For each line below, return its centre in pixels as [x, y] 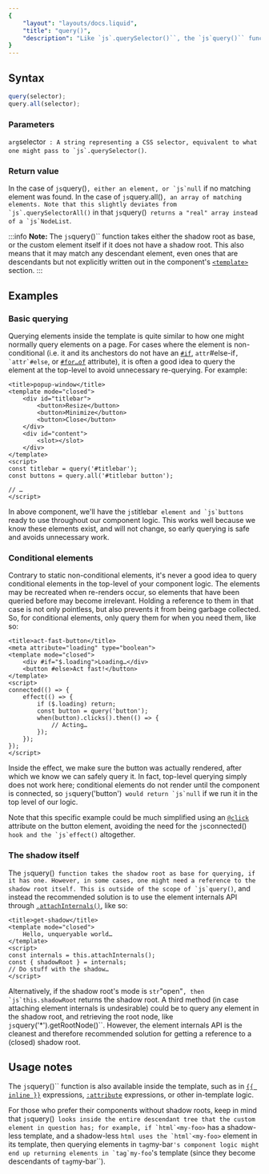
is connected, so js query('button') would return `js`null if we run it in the [133, 794]
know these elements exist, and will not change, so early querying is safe [129, 529]
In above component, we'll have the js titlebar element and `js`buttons [126, 511]
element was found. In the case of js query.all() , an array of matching [125, 197]
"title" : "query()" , [57, 30]
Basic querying [38, 319]
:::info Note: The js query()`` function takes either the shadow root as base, [132, 236]
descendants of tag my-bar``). [57, 1161]
